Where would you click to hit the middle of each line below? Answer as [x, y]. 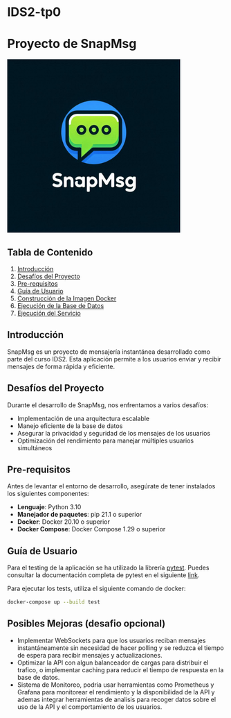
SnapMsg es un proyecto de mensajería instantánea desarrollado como [109, 352]
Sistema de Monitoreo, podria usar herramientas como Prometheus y [115, 685]
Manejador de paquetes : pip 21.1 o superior [80, 515]
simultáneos [35, 447]
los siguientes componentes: [48, 494]
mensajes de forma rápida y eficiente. [61, 366]
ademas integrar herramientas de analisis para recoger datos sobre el [117, 699]
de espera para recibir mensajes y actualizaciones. [90, 655]
